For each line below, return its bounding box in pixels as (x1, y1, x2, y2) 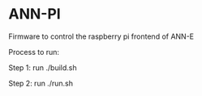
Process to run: (8, 47, 59, 56)
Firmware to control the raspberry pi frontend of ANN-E (8, 31, 195, 41)
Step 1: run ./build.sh (8, 62, 77, 73)
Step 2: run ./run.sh (8, 78, 73, 88)
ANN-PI (8, 5, 61, 23)
